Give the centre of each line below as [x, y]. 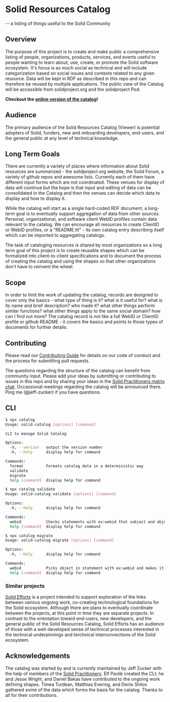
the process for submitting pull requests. [48, 361]
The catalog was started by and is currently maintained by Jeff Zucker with [83, 668]
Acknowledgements [38, 656]
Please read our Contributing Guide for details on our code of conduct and [83, 355]
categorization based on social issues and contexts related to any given [80, 73]
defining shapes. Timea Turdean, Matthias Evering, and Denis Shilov [76, 684]
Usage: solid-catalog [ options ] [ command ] [51, 425]
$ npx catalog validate [30, 489]
